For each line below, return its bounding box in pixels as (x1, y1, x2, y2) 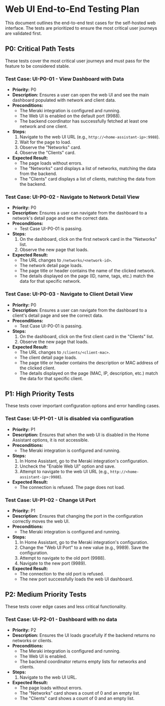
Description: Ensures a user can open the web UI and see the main (12, 92, 149, 98)
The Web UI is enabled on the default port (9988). (19, 113, 121, 119)
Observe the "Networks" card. (19, 144, 81, 150)
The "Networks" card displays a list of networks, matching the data (19, 166, 156, 172)
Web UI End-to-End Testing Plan (5, 3, 139, 15)
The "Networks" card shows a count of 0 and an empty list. (19, 690, 140, 696)
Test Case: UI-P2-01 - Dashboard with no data (5, 616, 117, 622)
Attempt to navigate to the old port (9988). (19, 555, 106, 561)
